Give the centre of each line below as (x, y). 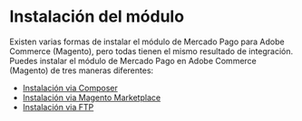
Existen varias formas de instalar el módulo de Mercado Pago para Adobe (147, 42)
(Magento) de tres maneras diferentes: (82, 70)
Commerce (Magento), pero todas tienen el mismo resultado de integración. (151, 51)
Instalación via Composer (70, 88)
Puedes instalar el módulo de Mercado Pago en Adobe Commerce (133, 60)
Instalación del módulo (97, 17)
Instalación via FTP (58, 107)
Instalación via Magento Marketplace (92, 98)
